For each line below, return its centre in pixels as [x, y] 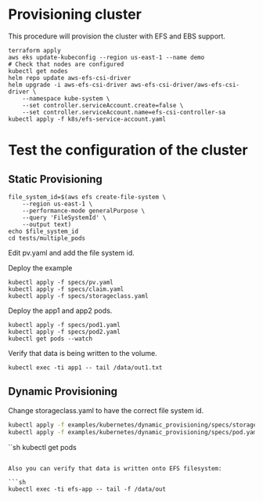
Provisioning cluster [75, 15]
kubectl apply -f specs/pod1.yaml [65, 325]
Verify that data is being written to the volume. [83, 353]
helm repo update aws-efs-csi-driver [70, 78]
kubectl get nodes [38, 71]
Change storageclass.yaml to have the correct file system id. [106, 410]
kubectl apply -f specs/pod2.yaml [65, 332]
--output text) [47, 224]
